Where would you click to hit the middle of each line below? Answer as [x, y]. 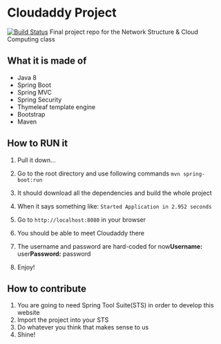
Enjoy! [26, 267]
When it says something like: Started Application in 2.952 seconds [114, 206]
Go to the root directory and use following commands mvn [99, 173]
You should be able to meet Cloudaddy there [81, 233]
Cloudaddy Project [62, 13]
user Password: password [54, 254]
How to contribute [47, 288]
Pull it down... [37, 160]
